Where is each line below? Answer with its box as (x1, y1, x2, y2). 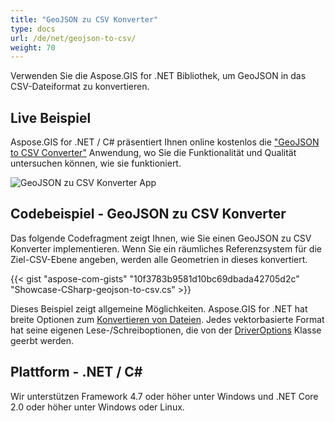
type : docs (10, 24, 56, 34)
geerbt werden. (10, 334, 74, 346)
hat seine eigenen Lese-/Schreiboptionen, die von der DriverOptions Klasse (10, 324, 322, 336)
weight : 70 (10, 42, 56, 53)
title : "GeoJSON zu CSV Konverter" (10, 14, 159, 25)
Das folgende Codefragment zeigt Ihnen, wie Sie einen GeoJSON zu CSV (10, 232, 312, 244)
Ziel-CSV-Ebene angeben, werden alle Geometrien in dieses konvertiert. (10, 253, 308, 265)
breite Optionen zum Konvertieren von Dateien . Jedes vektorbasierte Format (10, 313, 325, 325)
